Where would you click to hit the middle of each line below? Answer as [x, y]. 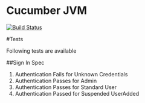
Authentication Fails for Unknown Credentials [71, 74]
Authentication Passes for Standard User [66, 87]
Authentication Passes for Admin [56, 81]
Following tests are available [41, 51]
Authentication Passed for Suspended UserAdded [77, 93]
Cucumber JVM [47, 11]
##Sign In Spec [25, 62]
